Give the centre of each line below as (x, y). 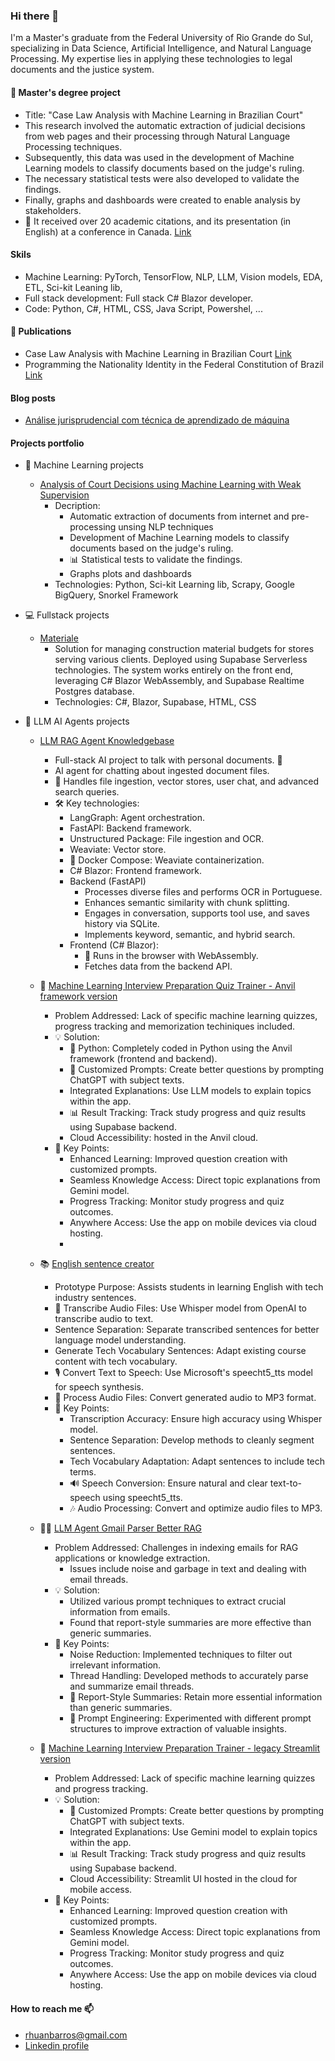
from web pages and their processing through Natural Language (157, 136)
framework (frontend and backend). (143, 1059)
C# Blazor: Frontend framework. (136, 871)
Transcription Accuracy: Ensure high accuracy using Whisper (196, 1419)
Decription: (77, 506)
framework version (78, 996)
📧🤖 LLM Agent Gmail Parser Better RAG (120, 1528)
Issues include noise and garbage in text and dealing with (188, 1569)
